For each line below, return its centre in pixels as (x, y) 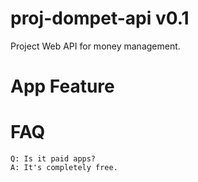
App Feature (62, 86)
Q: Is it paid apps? (53, 159)
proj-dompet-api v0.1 (100, 18)
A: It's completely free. (64, 168)
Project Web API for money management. (95, 46)
